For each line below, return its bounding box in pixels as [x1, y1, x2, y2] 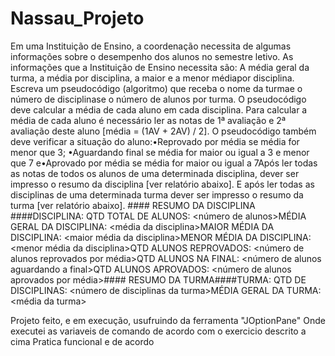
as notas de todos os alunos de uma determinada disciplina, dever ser [10, 167, 300, 179]
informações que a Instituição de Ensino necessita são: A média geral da [10, 61, 310, 73]
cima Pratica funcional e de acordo [10, 335, 155, 347]
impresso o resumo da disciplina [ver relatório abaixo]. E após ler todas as [10, 178, 315, 190]
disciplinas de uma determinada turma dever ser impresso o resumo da [10, 188, 304, 201]
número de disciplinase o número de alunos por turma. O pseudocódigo [10, 93, 307, 105]
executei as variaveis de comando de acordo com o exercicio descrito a [10, 325, 307, 337]
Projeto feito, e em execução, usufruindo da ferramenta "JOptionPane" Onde [10, 314, 326, 326]
